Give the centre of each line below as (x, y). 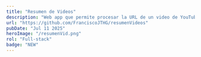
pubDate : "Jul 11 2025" (36, 28)
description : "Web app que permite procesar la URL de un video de (92, 17)
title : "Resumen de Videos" (41, 12)
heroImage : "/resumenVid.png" (44, 34)
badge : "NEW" (22, 45)
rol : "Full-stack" (29, 39)
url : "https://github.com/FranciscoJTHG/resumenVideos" (77, 23)
